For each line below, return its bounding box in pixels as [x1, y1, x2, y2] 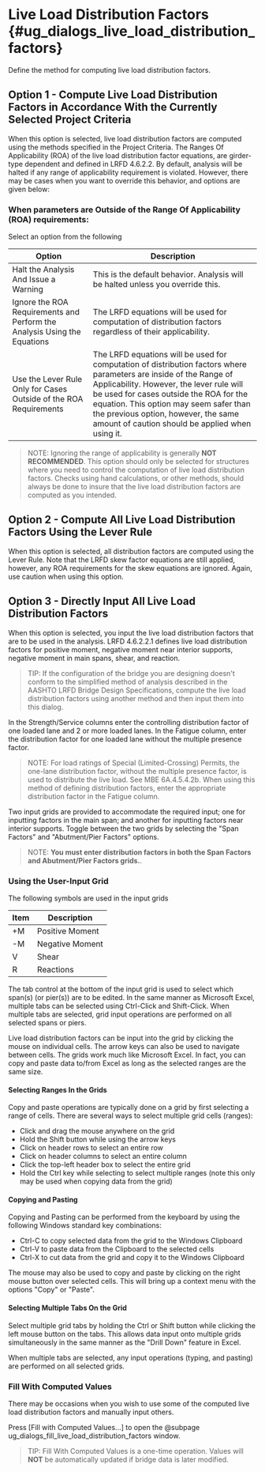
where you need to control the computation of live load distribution [27, 465, 244, 475]
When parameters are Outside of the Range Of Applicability [8, 204, 241, 215]
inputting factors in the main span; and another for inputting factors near [8, 815, 244, 825]
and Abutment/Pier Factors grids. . [27, 855, 143, 865]
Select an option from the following [8, 232, 122, 242]
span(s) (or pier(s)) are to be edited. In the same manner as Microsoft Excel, [8, 992, 255, 1002]
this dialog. [27, 702, 64, 711]
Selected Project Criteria [8, 113, 132, 126]
